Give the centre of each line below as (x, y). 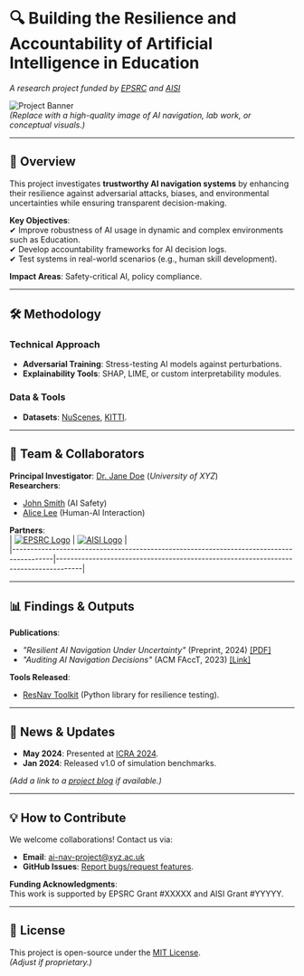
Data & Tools (38, 397)
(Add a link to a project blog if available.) (85, 781)
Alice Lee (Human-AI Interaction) (84, 512)
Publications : (35, 633)
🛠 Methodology (55, 314)
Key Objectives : (40, 220)
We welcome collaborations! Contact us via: (91, 839)
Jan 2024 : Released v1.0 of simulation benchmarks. (119, 763)
